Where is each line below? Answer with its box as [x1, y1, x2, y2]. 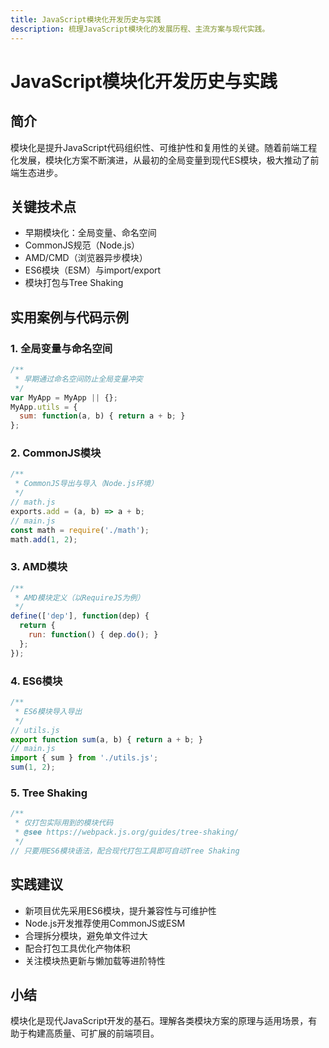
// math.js [10, 497, 56, 508]
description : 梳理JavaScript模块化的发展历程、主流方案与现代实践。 [10, 24, 270, 34]
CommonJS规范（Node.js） [24, 239, 141, 251]
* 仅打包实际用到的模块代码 [14, 818, 114, 828]
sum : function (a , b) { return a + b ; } [19, 411, 186, 421]
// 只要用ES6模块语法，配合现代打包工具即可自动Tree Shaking [10, 846, 240, 856]
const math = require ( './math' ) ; [10, 525, 150, 535]
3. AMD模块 [10, 560, 68, 574]
